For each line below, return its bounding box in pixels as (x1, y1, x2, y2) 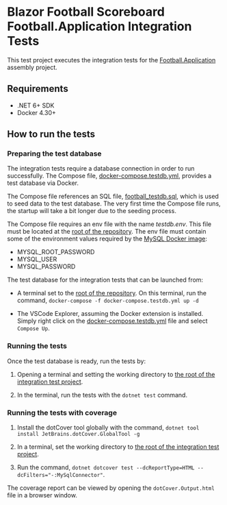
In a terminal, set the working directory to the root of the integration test (16, 443, 219, 451)
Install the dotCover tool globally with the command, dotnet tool (16, 423, 200, 432)
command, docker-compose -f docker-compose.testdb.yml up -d (16, 296, 200, 305)
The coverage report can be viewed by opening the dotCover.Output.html (7, 484, 215, 492)
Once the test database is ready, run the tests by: (7, 357, 146, 365)
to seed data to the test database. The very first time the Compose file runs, (7, 199, 221, 208)
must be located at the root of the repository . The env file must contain (7, 227, 206, 236)
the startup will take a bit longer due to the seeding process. (7, 207, 176, 215)
